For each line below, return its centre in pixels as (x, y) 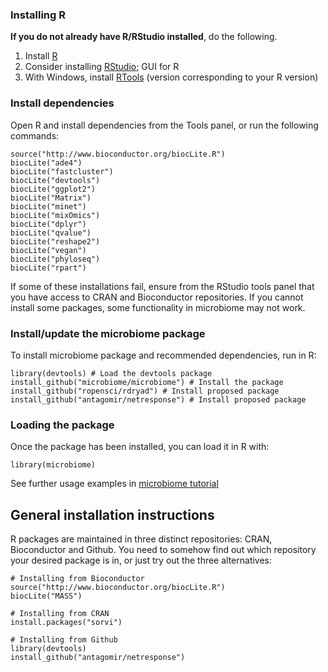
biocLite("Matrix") (51, 198)
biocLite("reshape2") (55, 241)
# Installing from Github (64, 640)
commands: (35, 135)
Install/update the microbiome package (108, 333)
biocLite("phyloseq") (55, 259)
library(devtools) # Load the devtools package (111, 373)
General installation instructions (112, 514)
